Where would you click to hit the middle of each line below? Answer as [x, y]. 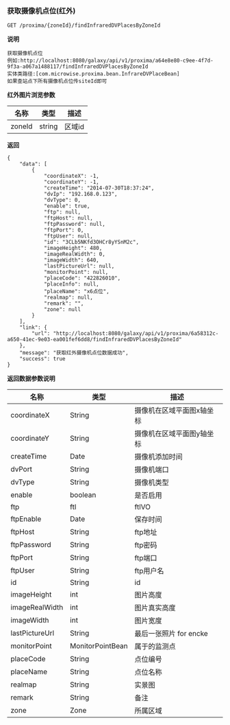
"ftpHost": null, [68, 218]
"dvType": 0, [62, 200]
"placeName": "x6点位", [76, 292]
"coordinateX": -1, [71, 176]
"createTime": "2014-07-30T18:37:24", [99, 188]
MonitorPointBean [99, 646]
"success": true [43, 359]
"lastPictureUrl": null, [79, 266]
